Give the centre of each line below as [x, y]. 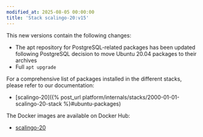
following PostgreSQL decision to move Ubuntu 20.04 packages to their [106, 53]
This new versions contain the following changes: [69, 35]
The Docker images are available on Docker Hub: [68, 115]
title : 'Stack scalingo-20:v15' [48, 18]
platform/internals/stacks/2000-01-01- [131, 97]
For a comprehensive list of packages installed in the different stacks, [94, 79]
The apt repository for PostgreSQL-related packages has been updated [105, 47]
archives [26, 60]
